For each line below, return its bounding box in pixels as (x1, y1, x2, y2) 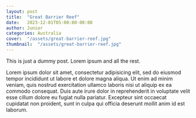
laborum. (6, 106, 28, 113)
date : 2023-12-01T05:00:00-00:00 (6, 19, 93, 25)
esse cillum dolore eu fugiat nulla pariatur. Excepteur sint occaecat (6, 93, 167, 100)
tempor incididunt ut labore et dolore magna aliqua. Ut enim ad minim (6, 75, 173, 82)
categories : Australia (6, 31, 61, 36)
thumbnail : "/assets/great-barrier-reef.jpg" (6, 42, 122, 48)
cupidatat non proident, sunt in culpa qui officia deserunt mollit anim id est (6, 100, 185, 107)
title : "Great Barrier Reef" (6, 14, 80, 20)
